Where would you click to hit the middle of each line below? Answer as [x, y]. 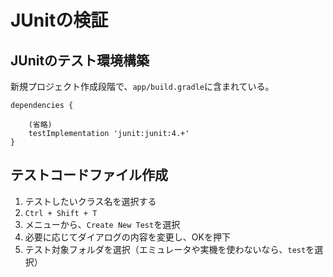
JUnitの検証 [59, 20]
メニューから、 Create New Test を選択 [102, 224]
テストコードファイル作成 [89, 175]
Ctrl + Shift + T [61, 213]
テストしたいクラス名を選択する [90, 201]
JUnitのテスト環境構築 [80, 60]
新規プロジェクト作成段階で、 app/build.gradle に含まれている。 [142, 86]
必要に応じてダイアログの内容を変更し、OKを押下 [127, 237]
